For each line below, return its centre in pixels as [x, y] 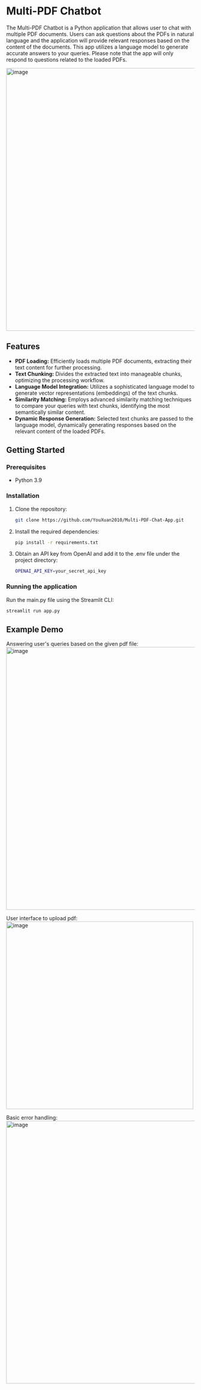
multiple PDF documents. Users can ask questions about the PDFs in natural [100, 34]
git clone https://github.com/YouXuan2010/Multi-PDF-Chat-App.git [99, 520]
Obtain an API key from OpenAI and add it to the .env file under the [97, 554]
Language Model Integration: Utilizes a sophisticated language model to [104, 386]
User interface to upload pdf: [42, 918]
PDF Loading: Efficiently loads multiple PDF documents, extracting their [103, 361]
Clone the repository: [41, 509]
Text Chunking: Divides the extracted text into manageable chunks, [98, 374]
